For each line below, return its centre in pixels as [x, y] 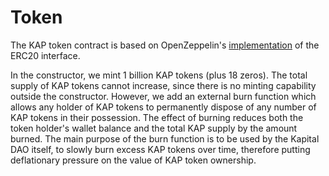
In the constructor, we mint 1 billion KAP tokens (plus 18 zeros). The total [159, 75]
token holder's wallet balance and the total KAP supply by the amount [154, 128]
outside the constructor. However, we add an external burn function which [163, 96]
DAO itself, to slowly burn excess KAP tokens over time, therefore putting [160, 149]
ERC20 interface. [45, 55]
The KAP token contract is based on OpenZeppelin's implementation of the [165, 45]
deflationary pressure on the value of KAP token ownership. [133, 160]
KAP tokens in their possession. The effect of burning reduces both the [157, 117]
